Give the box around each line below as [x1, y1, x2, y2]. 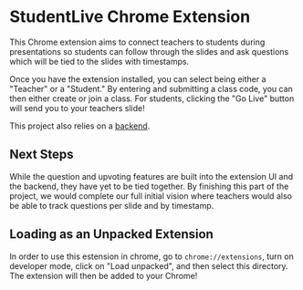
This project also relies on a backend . [9, 120, 151, 131]
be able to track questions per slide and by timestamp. [9, 200, 214, 211]
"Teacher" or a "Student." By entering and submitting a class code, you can [9, 83, 294, 94]
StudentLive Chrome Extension [9, 6, 251, 27]
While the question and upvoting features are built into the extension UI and [9, 171, 294, 181]
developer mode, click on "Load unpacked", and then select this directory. [9, 260, 289, 271]
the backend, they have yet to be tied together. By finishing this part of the [9, 181, 289, 192]
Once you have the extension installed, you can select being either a [9, 73, 266, 84]
